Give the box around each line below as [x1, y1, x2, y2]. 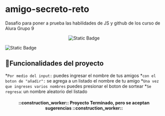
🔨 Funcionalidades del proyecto [5, 59, 104, 68]
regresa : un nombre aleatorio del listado [5, 88, 87, 94]
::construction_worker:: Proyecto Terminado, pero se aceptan [18, 100, 150, 106]
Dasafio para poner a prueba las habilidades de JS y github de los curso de [5, 20, 160, 26]
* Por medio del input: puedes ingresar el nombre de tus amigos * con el [5, 72, 156, 78]
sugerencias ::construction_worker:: [44, 105, 123, 111]
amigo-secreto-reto [5, 3, 89, 15]
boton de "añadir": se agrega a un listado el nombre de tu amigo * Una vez [5, 77, 159, 83]
